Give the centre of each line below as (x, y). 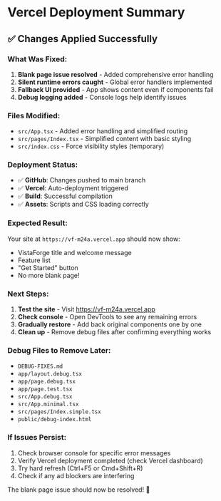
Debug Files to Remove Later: (59, 350)
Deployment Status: (43, 165)
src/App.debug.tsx (45, 397)
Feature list (34, 260)
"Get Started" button (48, 267)
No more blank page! (48, 275)
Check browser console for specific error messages (94, 453)
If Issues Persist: (37, 438)
